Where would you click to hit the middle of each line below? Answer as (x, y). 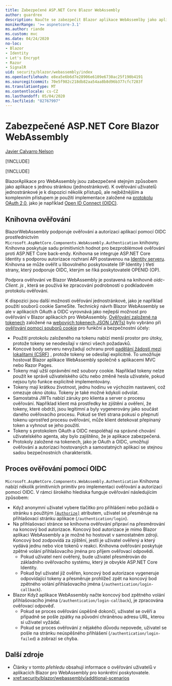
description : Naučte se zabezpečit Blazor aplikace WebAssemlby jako (81, 20)
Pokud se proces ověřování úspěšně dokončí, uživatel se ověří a (88, 611)
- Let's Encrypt (23, 58)
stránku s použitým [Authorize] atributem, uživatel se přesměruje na (85, 513)
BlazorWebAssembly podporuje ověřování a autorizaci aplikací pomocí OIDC (86, 231)
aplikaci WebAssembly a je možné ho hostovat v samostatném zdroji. (85, 534)
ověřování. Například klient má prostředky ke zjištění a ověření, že (82, 403)
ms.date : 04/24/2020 (27, 39)
